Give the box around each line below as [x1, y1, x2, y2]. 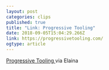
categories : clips [6, 14, 51, 20]
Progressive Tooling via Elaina [6, 57, 79, 64]
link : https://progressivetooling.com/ [6, 36, 104, 41]
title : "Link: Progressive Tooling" [6, 24, 96, 31]
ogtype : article [6, 41, 46, 47]
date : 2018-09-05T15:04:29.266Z [6, 30, 85, 36]
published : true [6, 19, 46, 25]
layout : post [6, 8, 38, 15]
